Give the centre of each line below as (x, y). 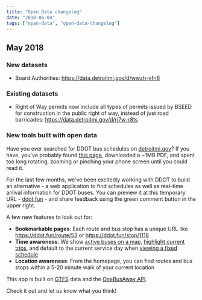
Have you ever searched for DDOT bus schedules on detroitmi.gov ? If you (98, 148)
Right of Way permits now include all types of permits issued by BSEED (103, 107)
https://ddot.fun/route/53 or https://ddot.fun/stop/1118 (82, 235)
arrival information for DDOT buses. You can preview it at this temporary (96, 192)
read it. (15, 168)
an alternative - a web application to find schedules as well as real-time (95, 186)
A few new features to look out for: (49, 217)
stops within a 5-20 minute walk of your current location (85, 267)
